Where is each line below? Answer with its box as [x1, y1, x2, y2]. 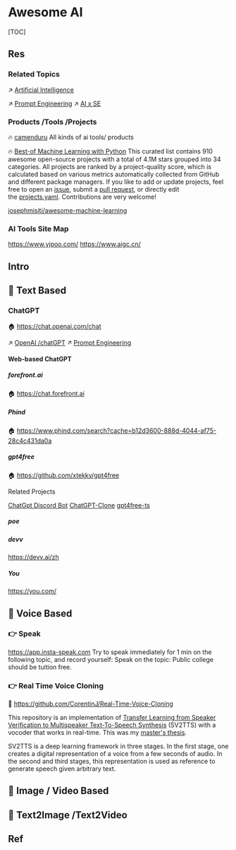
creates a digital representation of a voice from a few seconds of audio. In [8, 750, 223, 758]
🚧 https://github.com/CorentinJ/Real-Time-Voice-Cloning [8, 699, 173, 708]
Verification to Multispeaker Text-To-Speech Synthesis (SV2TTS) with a [8, 721, 216, 729]
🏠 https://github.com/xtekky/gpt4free [8, 471, 119, 479]
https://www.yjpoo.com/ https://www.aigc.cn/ [8, 240, 142, 248]
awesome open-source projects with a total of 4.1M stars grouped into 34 [8, 155, 221, 163]
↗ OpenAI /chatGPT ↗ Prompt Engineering [8, 339, 132, 347]
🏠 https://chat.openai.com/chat [8, 322, 101, 331]
